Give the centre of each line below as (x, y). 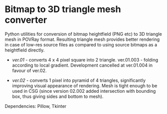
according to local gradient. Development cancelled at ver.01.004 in (82, 65)
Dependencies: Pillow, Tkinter (36, 106)
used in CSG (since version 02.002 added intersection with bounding (84, 91)
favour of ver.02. (29, 70)
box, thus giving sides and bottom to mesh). (58, 96)
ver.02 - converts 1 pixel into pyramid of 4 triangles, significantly (79, 80)
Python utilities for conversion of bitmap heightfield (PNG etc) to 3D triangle (83, 34)
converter (26, 20)
